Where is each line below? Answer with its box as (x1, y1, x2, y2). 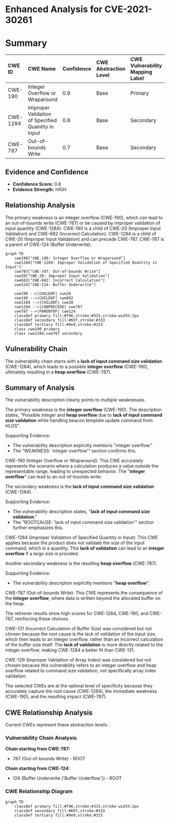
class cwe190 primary (14, 326, 60, 332)
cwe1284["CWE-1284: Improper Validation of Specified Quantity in (14, 260, 157, 265)
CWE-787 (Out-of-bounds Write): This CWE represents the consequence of (5, 590, 163, 596)
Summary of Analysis (5, 383, 75, 392)
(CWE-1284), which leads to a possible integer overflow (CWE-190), (5, 363, 149, 369)
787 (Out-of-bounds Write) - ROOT (12, 756, 86, 762)
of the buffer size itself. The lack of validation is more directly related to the (5, 642, 163, 648)
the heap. (5, 601, 25, 607)
